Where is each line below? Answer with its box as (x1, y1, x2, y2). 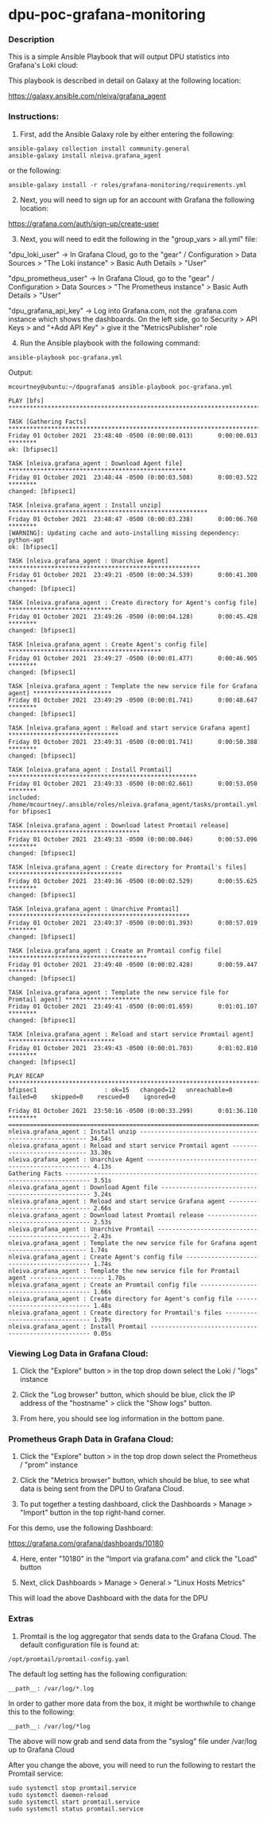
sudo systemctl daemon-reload (8, 1791, 109, 1799)
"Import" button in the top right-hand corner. (19, 1508, 166, 1517)
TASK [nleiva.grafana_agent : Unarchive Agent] (8, 557, 169, 565)
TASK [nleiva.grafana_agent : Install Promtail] (8, 765, 172, 773)
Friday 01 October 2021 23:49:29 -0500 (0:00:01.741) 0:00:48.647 (8, 696, 258, 704)
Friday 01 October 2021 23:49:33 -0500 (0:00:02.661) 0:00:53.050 (8, 780, 258, 788)
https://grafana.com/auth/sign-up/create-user (8, 219, 160, 228)
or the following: (8, 165, 62, 175)
